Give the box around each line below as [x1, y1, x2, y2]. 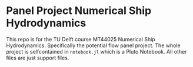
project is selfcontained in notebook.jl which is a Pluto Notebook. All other [6, 48, 187, 55]
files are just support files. [6, 54, 69, 61]
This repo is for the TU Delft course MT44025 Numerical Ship [6, 36, 155, 43]
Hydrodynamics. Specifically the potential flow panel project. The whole [6, 42, 181, 49]
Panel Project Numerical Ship [6, 4, 152, 17]
